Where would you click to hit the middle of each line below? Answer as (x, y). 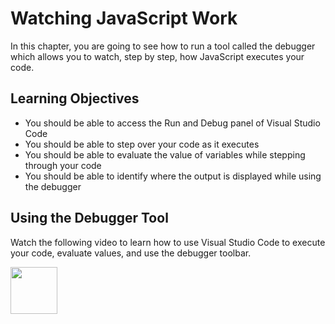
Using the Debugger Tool (89, 218)
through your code (63, 165)
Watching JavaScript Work (124, 18)
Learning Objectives (75, 98)
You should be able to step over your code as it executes (142, 144)
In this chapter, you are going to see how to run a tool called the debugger (163, 46)
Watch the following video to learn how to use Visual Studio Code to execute (168, 242)
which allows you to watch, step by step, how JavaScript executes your (157, 56)
